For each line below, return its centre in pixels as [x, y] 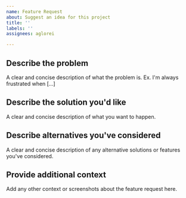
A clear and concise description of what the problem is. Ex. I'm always [92, 77]
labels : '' [20, 28]
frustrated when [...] [31, 83]
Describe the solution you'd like [66, 103]
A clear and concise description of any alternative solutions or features [93, 150]
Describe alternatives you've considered [83, 135]
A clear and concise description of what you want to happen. [81, 117]
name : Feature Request [34, 12]
